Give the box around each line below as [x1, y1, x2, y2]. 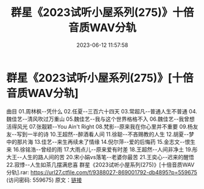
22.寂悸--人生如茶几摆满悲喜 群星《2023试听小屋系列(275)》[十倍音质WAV [6, 161, 195, 168]
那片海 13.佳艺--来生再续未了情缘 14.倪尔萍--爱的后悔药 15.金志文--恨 [16, 138, 191, 145]
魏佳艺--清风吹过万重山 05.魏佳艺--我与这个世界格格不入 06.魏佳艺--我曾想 [6, 115, 195, 123]
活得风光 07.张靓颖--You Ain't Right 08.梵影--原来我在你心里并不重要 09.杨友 [6, 123, 199, 130]
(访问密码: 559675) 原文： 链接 [6, 176, 82, 184]
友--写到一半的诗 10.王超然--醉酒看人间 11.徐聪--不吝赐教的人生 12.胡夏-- [6, 130, 189, 138]
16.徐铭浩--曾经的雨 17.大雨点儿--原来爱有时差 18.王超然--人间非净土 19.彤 [13, 146, 198, 153]
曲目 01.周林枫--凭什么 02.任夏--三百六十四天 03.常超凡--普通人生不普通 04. [6, 107, 197, 115]
